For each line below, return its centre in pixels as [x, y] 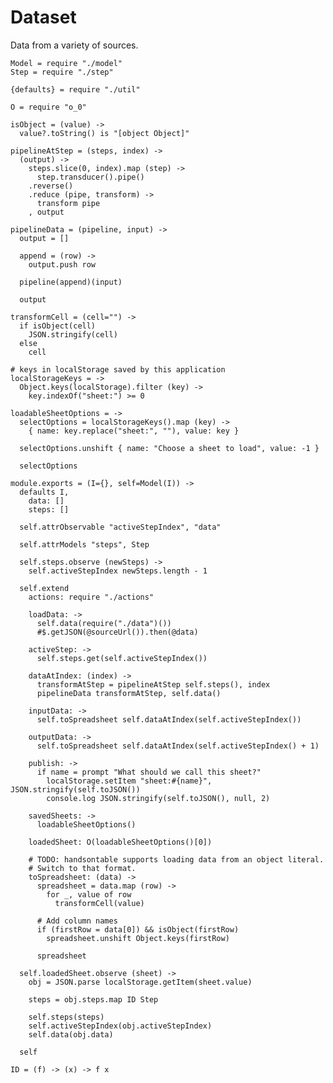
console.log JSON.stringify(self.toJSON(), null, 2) [158, 798]
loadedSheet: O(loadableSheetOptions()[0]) [120, 842]
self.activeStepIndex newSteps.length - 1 [118, 571]
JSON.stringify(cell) [73, 334]
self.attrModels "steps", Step [84, 544]
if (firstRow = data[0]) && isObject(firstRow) [138, 929]
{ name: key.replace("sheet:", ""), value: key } [134, 431]
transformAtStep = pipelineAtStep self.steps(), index [153, 684]
